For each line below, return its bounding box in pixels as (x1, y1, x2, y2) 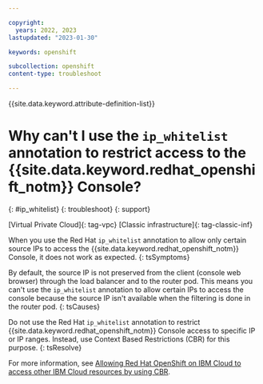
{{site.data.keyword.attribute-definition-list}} (8, 99, 156, 108)
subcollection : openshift (8, 62, 94, 70)
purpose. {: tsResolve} (8, 342, 82, 352)
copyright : (8, 18, 45, 26)
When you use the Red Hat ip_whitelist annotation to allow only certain (8, 235, 247, 245)
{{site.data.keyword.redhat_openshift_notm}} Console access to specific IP (8, 326, 256, 335)
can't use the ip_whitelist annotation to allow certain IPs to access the (8, 285, 244, 294)
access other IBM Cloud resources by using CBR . (8, 366, 170, 376)
